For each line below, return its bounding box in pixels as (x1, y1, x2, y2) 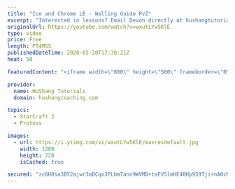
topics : (7, 106, 30, 114)
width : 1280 (20, 145, 55, 153)
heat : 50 (7, 56, 33, 63)
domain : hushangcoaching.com (13, 94, 99, 101)
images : (7, 132, 30, 139)
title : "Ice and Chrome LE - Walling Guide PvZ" (7, 10, 152, 17)
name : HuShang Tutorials (13, 87, 86, 94)
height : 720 (20, 152, 55, 159)
